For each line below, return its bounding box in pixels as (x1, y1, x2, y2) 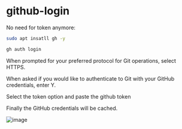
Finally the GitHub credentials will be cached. (6, 105, 118, 112)
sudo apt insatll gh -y (6, 35, 66, 41)
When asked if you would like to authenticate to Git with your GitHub (6, 75, 175, 82)
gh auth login (6, 46, 42, 52)
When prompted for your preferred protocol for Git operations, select (6, 57, 177, 64)
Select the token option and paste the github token (6, 93, 131, 100)
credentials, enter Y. (6, 81, 56, 88)
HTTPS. (6, 63, 26, 70)
